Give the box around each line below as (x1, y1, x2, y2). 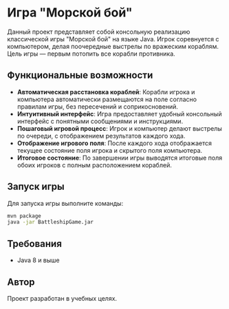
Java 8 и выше (17, 256, 60, 264)
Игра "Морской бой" (7, 5, 133, 21)
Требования (7, 237, 62, 249)
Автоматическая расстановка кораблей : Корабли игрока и (17, 87, 195, 96)
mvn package (7, 212, 41, 220)
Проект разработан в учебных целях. (7, 294, 118, 302)
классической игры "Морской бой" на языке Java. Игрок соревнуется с (7, 34, 219, 43)
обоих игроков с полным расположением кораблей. (17, 160, 172, 169)
